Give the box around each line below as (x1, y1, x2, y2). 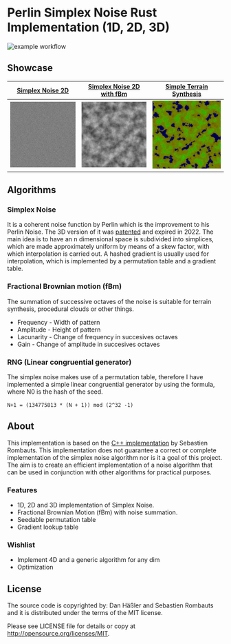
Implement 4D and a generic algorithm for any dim (16, 556, 160, 564)
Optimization (16, 563, 54, 572)
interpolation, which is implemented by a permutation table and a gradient (7, 257, 217, 265)
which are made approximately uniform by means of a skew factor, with (7, 243, 210, 251)
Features (7, 485, 38, 494)
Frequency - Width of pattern (16, 318, 100, 326)
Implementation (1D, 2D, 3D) (7, 19, 170, 35)
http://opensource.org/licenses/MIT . (7, 630, 110, 638)
